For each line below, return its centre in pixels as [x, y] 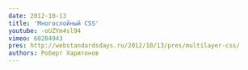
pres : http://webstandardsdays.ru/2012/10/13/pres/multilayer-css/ [124, 46]
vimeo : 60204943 [36, 38]
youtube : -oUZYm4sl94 [45, 31]
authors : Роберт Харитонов [54, 53]
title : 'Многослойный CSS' [54, 23]
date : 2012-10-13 [38, 16]
